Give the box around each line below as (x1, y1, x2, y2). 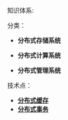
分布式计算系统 (17, 52, 61, 59)
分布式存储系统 (17, 36, 61, 44)
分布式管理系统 (17, 66, 61, 74)
